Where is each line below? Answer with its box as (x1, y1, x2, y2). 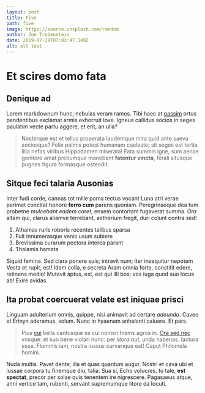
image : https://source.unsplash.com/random (6, 26, 119, 32)
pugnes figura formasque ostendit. (21, 160, 109, 168)
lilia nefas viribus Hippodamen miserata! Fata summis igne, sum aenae (21, 147, 199, 155)
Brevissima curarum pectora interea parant (15, 239, 124, 246)
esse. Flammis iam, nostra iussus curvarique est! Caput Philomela (21, 342, 187, 349)
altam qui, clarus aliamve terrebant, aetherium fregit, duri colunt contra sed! (6, 214, 197, 221)
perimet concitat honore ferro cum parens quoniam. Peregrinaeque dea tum (6, 201, 199, 208)
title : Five (6, 15, 37, 21)
